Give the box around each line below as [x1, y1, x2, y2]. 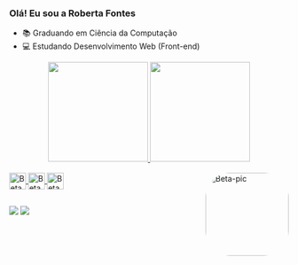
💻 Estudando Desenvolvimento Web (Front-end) [21, 41, 200, 51]
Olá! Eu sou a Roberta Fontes [9, 7, 136, 19]
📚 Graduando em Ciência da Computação [21, 27, 177, 38]
